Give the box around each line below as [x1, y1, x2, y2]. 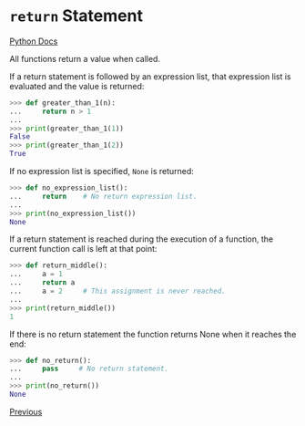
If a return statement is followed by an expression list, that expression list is [9, 70, 291, 82]
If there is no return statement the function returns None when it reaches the [9, 328, 297, 339]
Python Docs [9, 36, 58, 47]
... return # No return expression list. [9, 192, 198, 201]
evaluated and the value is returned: [9, 80, 145, 91]
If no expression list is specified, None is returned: [9, 166, 194, 177]
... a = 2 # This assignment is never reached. [9, 286, 226, 296]
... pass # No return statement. [9, 364, 169, 374]
